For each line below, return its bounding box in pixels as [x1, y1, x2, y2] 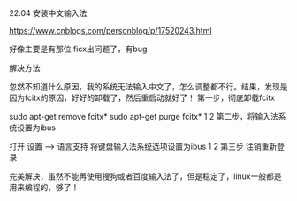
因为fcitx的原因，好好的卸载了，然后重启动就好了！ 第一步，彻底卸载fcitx [9, 92, 276, 103]
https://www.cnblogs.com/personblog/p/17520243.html [9, 26, 212, 35]
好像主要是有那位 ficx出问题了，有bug [9, 43, 148, 54]
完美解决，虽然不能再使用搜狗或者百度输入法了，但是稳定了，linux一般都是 [9, 171, 282, 182]
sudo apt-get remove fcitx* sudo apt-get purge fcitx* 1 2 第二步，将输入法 [9, 112, 278, 121]
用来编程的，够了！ [9, 182, 80, 192]
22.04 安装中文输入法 [9, 8, 88, 18]
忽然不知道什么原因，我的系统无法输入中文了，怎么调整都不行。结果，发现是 [9, 81, 288, 91]
